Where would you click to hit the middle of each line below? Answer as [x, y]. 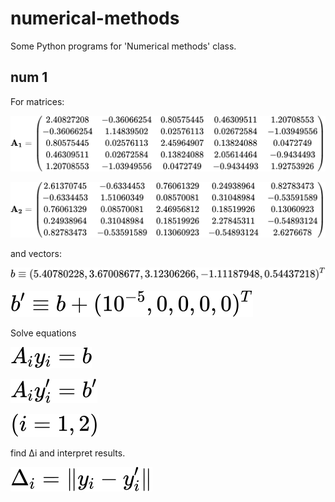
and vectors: [36, 253]
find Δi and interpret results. [68, 453]
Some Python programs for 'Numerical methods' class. [123, 46]
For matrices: [37, 101]
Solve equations [43, 333]
